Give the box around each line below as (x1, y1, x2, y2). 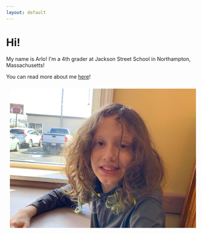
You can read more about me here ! (6, 73, 91, 80)
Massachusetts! (6, 61, 45, 69)
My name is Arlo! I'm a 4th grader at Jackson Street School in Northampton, (6, 55, 191, 62)
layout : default (6, 9, 46, 15)
